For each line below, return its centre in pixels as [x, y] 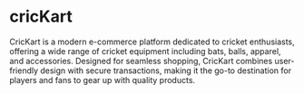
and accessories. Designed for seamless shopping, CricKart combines [141, 61]
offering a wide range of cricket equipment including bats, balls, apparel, [145, 51]
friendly [24, 70]
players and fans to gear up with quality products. [103, 80]
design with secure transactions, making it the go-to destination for [166, 70]
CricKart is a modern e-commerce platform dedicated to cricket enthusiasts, [152, 42]
